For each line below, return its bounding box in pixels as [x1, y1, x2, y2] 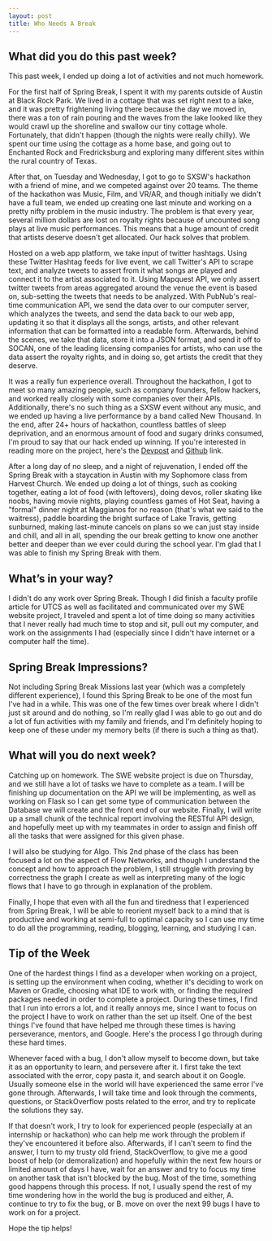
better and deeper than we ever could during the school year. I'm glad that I [8, 539, 261, 550]
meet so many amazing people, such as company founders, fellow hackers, [8, 385, 261, 395]
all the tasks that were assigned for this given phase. [8, 831, 184, 840]
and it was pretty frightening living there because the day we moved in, [8, 104, 247, 114]
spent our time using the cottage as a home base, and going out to [8, 139, 231, 149]
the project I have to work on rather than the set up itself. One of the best [8, 1011, 253, 1021]
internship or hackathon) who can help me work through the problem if [8, 1129, 246, 1139]
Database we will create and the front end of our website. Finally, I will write [8, 805, 261, 814]
